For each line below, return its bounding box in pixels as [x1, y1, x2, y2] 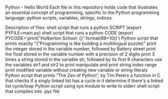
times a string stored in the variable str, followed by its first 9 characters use [5, 56, 162, 62]
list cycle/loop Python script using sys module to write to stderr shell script [5, 83, 159, 89]
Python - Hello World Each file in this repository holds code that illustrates [5, 4, 158, 10]
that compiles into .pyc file [5, 88, 60, 94]
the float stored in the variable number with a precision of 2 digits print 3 [5, 51, 155, 57]
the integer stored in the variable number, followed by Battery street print [5, 46, 156, 51]
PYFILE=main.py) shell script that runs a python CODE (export [5, 30, 133, 35]
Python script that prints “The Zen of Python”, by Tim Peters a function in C [5, 72, 160, 78]
